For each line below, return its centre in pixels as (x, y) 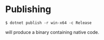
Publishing (28, 9)
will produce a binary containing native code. (52, 32)
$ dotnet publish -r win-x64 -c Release (49, 23)
